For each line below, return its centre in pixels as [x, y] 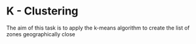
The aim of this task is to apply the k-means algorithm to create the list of [98, 28]
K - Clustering [42, 11]
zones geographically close [41, 34]
